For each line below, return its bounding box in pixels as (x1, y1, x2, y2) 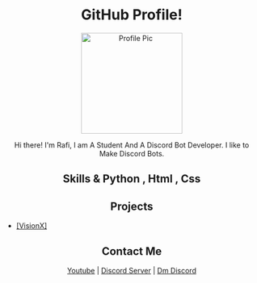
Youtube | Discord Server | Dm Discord (67, 265, 196, 275)
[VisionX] (15, 221, 48, 231)
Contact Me (101, 244, 162, 258)
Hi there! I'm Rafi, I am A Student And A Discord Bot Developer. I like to (14, 139, 250, 150)
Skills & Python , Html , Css (62, 172, 201, 186)
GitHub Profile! (80, 6, 183, 24)
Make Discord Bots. (99, 148, 165, 158)
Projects (110, 199, 154, 213)
